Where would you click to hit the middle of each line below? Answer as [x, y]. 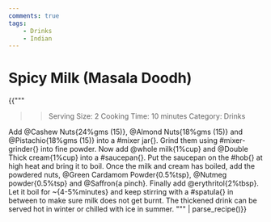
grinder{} [23, 149]
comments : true [34, 16]
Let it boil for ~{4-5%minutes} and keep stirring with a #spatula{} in [121, 192]
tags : [17, 23]
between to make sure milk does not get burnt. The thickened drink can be [133, 201]
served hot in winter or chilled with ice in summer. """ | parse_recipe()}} [128, 209]
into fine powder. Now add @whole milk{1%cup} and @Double [144, 149]
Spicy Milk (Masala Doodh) [100, 78]
